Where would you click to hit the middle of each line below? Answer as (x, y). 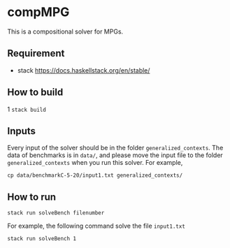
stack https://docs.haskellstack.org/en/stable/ (84, 70)
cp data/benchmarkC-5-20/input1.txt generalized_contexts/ (95, 175)
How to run (32, 197)
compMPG (38, 12)
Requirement (36, 53)
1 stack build (27, 109)
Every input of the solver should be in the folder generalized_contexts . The (115, 148)
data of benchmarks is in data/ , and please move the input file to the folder (115, 155)
